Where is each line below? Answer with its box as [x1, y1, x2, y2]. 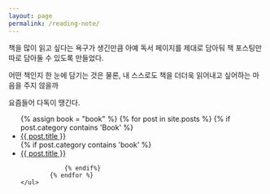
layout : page [8, 11, 53, 20]
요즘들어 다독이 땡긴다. [8, 97, 81, 107]
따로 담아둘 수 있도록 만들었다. [8, 53, 104, 63]
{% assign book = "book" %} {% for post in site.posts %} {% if [20, 114, 231, 123]
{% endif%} [63, 164, 102, 172]
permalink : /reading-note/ [8, 19, 100, 28]
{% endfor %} [50, 171, 94, 179]
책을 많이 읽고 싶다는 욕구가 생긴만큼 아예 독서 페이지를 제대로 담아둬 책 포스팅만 [8, 42, 263, 53]
